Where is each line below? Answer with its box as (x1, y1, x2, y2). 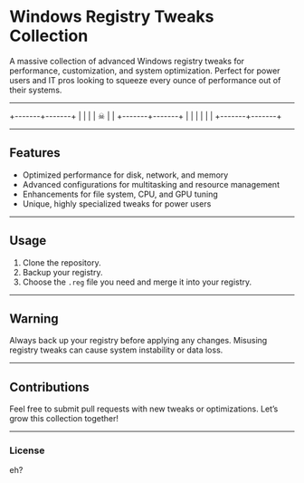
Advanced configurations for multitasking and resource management (22, 179, 280, 189)
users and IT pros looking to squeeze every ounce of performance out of (9, 74, 281, 85)
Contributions (9, 379, 90, 395)
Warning (9, 311, 59, 326)
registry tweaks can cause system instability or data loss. (9, 344, 223, 355)
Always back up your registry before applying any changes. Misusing (9, 335, 268, 346)
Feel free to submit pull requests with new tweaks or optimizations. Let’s (9, 403, 279, 414)
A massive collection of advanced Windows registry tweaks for (9, 55, 245, 66)
